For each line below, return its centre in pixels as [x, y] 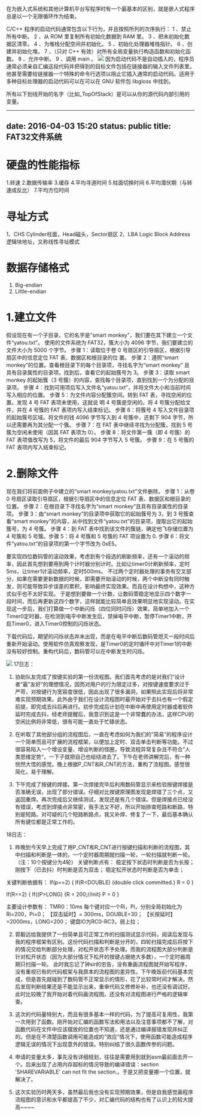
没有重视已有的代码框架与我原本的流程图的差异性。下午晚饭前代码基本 [101, 972]
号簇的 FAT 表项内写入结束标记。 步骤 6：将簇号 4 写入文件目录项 [114, 410]
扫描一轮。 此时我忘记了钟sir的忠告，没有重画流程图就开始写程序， [108, 964]
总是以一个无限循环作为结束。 [43, 16]
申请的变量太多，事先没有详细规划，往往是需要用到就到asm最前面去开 [101, 1057]
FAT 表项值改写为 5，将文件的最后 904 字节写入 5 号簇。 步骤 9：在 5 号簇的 [100, 440]
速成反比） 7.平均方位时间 [38, 190]
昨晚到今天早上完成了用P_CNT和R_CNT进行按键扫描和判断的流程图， [100, 847]
